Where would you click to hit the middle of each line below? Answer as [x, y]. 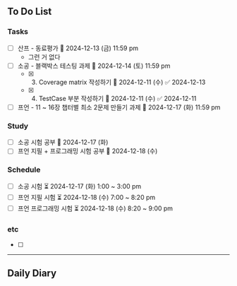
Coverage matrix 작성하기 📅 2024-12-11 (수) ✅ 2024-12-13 [122, 82]
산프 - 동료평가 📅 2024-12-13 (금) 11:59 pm [78, 48]
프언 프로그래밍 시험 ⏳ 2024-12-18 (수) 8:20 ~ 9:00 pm [95, 208]
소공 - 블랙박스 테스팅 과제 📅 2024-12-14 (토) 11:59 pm [94, 66]
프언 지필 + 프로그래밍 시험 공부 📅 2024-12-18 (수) [87, 151]
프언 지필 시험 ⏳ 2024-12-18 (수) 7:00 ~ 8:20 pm [86, 197]
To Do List [30, 12]
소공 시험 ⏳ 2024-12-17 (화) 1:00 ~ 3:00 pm [79, 186]
